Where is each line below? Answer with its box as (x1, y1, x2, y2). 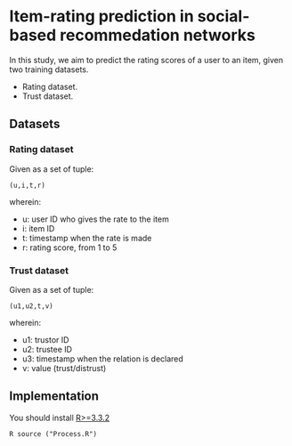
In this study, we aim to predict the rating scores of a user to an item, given (9, 54, 284, 65)
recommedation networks (59, 25, 255, 45)
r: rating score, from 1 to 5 (21, 242, 118, 253)
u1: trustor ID (21, 334, 69, 345)
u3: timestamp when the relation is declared (21, 353, 184, 364)
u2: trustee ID (21, 344, 73, 354)
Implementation (9, 389, 100, 404)
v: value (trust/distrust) (21, 362, 107, 373)
